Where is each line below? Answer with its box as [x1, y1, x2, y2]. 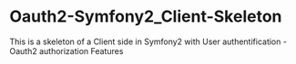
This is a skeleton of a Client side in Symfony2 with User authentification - [9, 36, 287, 47]
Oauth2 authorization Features [9, 45, 124, 56]
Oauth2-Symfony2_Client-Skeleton [9, 6, 282, 27]
